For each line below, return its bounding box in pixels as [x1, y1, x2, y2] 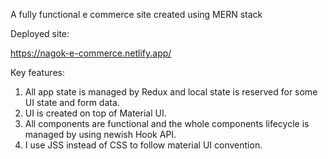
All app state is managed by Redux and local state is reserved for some [24, 86, 318, 98]
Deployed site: [10, 28, 70, 39]
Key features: [10, 67, 65, 78]
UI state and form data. [24, 97, 120, 108]
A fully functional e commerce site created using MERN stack [10, 9, 263, 20]
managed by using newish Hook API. [24, 129, 177, 140]
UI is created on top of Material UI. [24, 107, 167, 119]
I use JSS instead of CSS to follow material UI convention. [24, 139, 263, 151]
